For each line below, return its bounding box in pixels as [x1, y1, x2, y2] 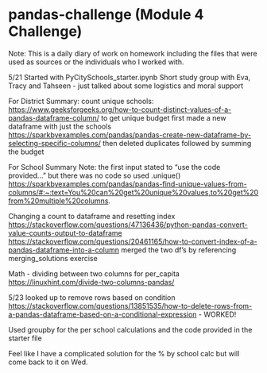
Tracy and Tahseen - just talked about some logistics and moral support [8, 81, 244, 90]
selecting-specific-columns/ [8, 138, 101, 148]
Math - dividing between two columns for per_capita [8, 268, 180, 279]
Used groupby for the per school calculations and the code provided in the [8, 325, 253, 334]
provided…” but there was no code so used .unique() [8, 171, 181, 180]
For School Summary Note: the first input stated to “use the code [8, 162, 221, 171]
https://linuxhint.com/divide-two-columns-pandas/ [8, 277, 175, 286]
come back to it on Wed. [8, 357, 89, 367]
